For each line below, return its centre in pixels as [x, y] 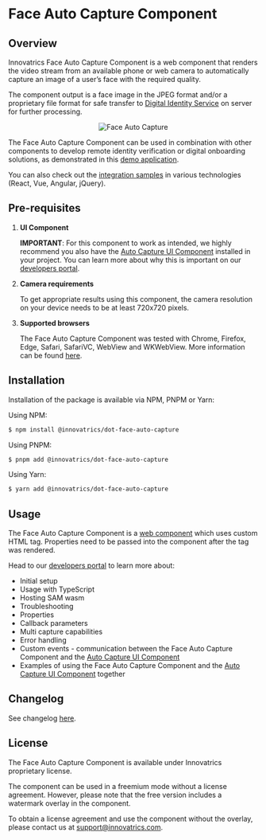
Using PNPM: [30, 445]
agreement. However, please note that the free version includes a [115, 795]
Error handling [43, 640]
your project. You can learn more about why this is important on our [130, 260]
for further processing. [45, 111]
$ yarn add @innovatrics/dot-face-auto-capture [89, 489]
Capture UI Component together [72, 674]
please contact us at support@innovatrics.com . [86, 827]
